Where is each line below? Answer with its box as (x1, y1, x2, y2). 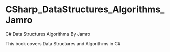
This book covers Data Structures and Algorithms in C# (5, 40, 121, 46)
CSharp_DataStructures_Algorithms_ (5, 4, 165, 15)
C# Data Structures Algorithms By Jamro (5, 31, 90, 37)
